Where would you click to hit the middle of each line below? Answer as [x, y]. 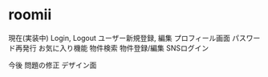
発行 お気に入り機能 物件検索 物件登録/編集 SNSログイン [116, 48]
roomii [30, 15]
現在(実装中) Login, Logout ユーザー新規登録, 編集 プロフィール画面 [120, 38]
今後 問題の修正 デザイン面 [53, 65]
